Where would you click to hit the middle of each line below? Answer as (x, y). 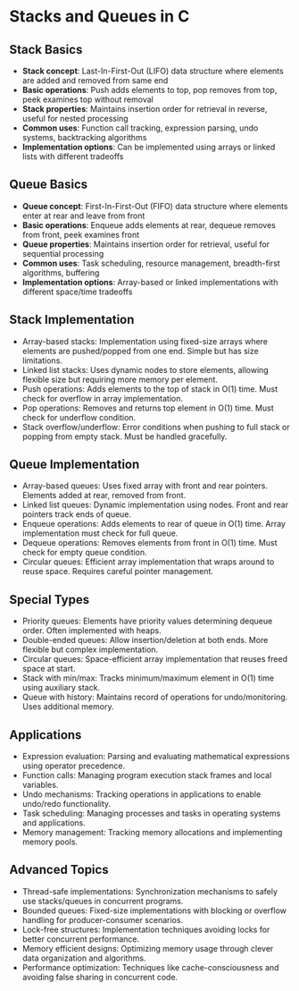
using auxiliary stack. (61, 688)
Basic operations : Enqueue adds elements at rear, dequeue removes (149, 224)
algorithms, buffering (61, 272)
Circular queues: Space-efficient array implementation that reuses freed (155, 659)
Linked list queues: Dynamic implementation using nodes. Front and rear (155, 505)
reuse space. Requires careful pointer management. (118, 572)
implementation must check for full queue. (100, 533)
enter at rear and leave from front (83, 216)
